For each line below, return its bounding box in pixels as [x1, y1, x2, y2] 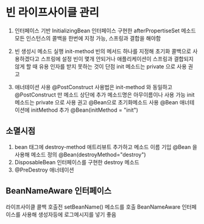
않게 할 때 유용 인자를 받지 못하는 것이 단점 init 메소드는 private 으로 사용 [14, 62, 187, 70]
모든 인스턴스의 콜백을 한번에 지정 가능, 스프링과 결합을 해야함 [14, 34, 161, 42]
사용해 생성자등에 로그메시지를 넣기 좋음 [21, 211, 117, 218]
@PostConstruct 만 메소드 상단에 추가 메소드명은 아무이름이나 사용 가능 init [14, 91, 195, 98]
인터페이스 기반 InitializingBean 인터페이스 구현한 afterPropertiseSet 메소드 [14, 27, 196, 34]
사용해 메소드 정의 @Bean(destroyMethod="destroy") [14, 151, 147, 158]
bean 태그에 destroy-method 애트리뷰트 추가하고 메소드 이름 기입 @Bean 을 [14, 143, 197, 150]
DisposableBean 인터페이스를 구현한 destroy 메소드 [14, 158, 139, 165]
